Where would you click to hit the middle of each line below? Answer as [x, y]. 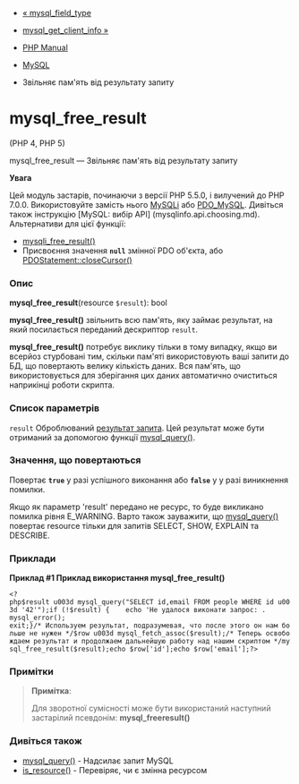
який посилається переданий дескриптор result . [104, 329]
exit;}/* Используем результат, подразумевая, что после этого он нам [144, 626]
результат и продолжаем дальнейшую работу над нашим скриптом [151, 642]
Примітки [31, 672]
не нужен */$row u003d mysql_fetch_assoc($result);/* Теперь [145, 634]
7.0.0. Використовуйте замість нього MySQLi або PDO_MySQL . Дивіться [146, 204]
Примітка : [51, 691]
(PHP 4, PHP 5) [37, 143]
